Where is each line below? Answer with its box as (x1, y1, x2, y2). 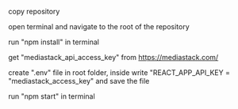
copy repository (8, 7, 60, 16)
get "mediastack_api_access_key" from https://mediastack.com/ (8, 53, 219, 62)
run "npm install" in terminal (8, 37, 99, 47)
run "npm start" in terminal (8, 92, 95, 101)
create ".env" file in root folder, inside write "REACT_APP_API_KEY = (8, 68, 230, 77)
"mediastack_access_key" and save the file (8, 77, 150, 85)
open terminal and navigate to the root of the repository (8, 22, 190, 31)
